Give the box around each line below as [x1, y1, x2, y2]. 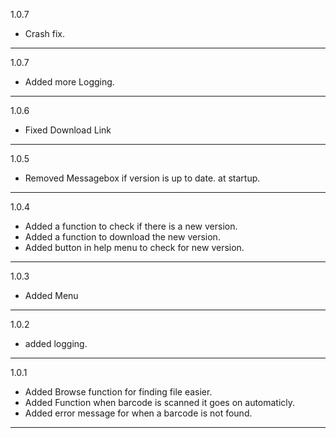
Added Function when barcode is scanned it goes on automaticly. [24, 397, 296, 408]
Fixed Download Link [24, 124, 112, 136]
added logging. [24, 338, 88, 349]
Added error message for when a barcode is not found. [24, 407, 253, 419]
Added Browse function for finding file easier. [24, 386, 213, 398]
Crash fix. [24, 28, 66, 39]
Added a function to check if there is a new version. [24, 220, 238, 232]
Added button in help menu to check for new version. [24, 242, 245, 253]
